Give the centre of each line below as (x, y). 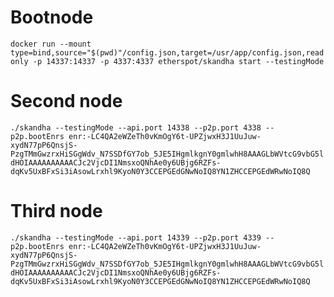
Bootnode (52, 17)
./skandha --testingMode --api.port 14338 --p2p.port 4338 (136, 127)
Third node (56, 211)
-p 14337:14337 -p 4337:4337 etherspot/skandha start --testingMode (178, 61)
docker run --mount (51, 44)
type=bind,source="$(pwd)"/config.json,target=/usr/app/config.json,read (167, 52)
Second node (66, 101)
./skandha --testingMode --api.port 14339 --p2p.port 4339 (136, 237)
